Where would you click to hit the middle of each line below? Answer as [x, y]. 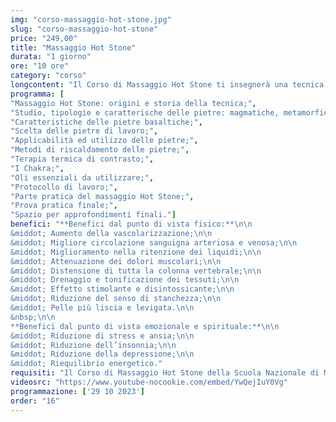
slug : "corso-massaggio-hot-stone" [84, 29]
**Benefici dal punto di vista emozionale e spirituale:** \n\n [145, 326]
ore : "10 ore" [40, 66]
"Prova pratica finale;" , [64, 206]
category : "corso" [48, 76]
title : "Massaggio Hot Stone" [73, 47]
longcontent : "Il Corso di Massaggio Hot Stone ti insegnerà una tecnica [167, 85]
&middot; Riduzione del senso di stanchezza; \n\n [116, 299]
